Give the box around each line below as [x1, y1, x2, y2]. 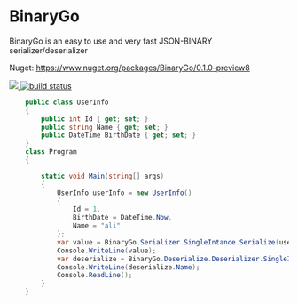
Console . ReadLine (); [56, 271, 133, 280]
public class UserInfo [25, 98, 109, 107]
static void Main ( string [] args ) [41, 172, 165, 180]
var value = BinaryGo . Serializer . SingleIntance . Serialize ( [56, 237, 279, 246]
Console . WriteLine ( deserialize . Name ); [56, 262, 200, 272]
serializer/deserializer [9, 44, 89, 55]
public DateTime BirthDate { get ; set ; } [41, 131, 197, 140]
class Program [25, 148, 77, 156]
